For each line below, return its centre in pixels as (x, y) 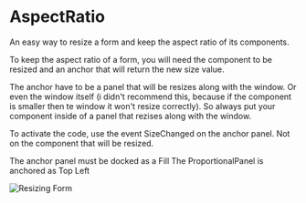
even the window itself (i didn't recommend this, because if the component (151, 96)
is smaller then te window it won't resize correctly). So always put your (142, 106)
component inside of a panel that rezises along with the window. (131, 116)
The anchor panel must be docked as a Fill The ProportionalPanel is (137, 160)
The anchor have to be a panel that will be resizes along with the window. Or (153, 86)
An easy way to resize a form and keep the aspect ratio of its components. (149, 42)
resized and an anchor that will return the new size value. (117, 69)
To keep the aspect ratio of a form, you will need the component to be (141, 59)
